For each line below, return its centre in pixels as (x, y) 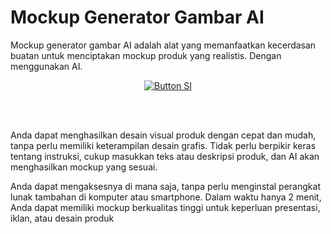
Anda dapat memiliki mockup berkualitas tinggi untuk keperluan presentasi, (165, 207)
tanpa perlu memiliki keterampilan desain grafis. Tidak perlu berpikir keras (163, 145)
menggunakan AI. (46, 66)
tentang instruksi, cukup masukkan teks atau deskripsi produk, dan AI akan (165, 156)
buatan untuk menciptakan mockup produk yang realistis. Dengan (146, 55)
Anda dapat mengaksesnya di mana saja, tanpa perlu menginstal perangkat (165, 186)
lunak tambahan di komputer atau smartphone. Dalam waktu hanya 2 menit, (166, 197)
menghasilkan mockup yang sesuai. (84, 167)
